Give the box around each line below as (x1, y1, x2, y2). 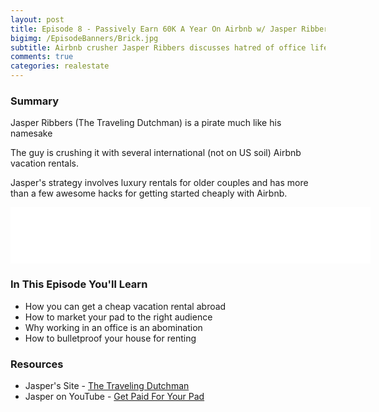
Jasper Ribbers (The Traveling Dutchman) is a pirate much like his (10, 117, 282, 129)
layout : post (10, 14, 65, 25)
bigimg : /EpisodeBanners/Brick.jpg (10, 33, 159, 43)
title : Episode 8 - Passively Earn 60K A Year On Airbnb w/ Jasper (10, 24, 298, 34)
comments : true (10, 52, 74, 62)
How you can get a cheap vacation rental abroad (24, 300, 227, 312)
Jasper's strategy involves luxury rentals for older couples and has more (10, 177, 309, 189)
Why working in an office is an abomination (24, 321, 203, 333)
